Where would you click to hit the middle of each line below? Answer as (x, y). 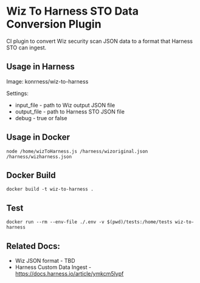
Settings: (17, 93)
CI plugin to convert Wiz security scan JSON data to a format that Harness (100, 41)
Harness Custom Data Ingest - (53, 267)
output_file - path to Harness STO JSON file (70, 112)
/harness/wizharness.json (39, 157)
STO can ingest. (26, 48)
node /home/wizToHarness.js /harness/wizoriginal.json (77, 151)
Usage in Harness (40, 67)
